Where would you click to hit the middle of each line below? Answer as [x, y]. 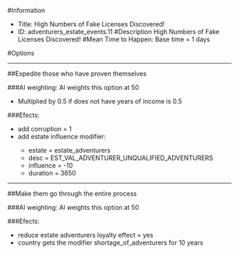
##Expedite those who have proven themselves [77, 73]
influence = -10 [51, 166]
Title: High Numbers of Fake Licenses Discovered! [91, 24]
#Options [21, 53]
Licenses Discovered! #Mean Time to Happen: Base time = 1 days [114, 39]
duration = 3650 [52, 173]
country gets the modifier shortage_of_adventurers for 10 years [111, 243]
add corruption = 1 [45, 129]
